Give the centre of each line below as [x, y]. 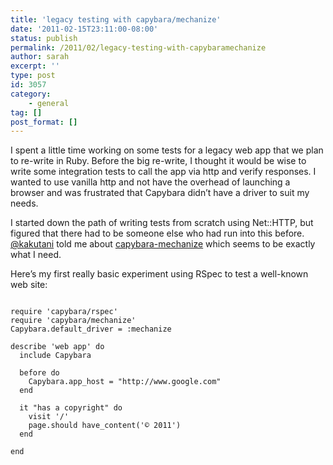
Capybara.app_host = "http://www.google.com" [125, 382]
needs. [24, 203]
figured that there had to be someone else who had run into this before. [157, 233]
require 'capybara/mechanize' [73, 321]
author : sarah [40, 57]
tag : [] [26, 112]
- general [49, 103]
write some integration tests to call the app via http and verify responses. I [163, 172]
